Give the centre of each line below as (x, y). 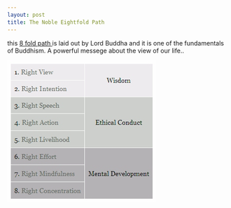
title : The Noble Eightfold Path (56, 22)
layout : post (26, 15)
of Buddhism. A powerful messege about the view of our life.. (96, 50)
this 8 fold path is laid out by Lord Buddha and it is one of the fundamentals (115, 43)
